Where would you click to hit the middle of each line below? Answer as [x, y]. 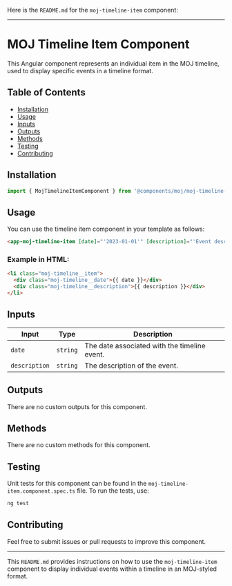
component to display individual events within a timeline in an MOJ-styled [112, 569]
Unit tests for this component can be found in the [77, 484]
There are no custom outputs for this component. [77, 406]
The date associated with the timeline [145, 346]
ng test [18, 504]
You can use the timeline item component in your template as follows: [106, 229]
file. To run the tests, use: [113, 491]
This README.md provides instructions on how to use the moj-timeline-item [112, 561]
